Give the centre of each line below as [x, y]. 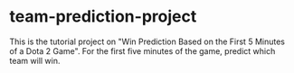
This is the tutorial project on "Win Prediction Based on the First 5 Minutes [147, 41]
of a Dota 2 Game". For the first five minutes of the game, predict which [142, 50]
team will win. [35, 60]
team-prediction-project [103, 17]
